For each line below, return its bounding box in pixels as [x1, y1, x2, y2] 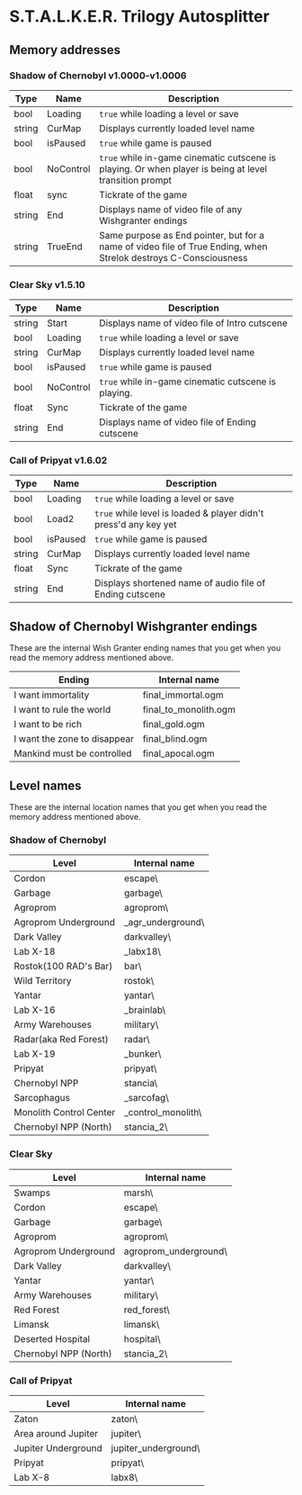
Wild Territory [13, 975, 72, 987]
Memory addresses [9, 42, 121, 58]
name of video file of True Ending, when [98, 240, 268, 253]
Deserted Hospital [13, 1332, 91, 1345]
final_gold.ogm [142, 718, 205, 731]
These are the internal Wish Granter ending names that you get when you [9, 643, 281, 653]
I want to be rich [13, 718, 83, 731]
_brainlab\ [124, 1004, 166, 1016]
